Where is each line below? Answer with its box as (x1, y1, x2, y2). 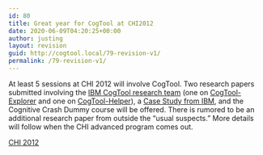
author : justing (8, 34, 63, 43)
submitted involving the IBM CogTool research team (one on (8, 87, 209, 97)
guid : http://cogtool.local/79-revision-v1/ (8, 49, 161, 57)
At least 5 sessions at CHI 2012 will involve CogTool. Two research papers (8, 78, 255, 89)
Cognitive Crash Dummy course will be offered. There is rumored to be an (8, 104, 255, 114)
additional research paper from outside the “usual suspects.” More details (8, 113, 254, 123)
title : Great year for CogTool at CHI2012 (8, 19, 154, 27)
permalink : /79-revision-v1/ (8, 57, 107, 65)
